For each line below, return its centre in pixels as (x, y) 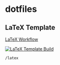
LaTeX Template (30, 28)
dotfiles (21, 9)
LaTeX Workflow (22, 39)
